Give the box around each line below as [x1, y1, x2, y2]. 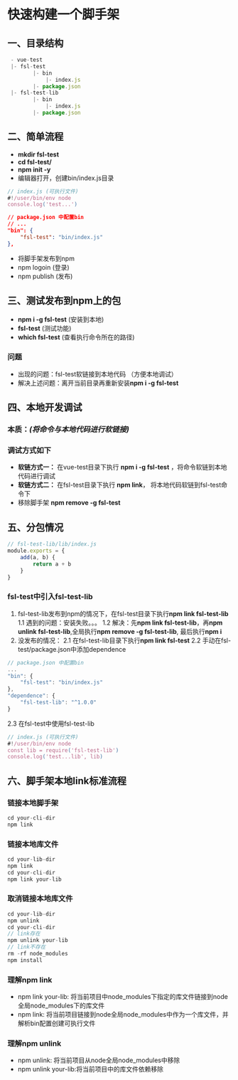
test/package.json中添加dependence [17, 645, 126, 653]
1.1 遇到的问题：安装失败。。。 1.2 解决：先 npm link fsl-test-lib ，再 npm [17, 618, 223, 627]
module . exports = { [7, 547, 65, 555]
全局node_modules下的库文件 [17, 1001, 105, 1010]
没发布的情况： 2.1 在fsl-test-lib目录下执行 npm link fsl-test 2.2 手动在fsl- [17, 636, 232, 645]
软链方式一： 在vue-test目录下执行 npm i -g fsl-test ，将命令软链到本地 [17, 463, 227, 472]
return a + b [33, 560, 72, 568]
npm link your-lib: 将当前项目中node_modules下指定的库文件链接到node [17, 992, 229, 1001]
